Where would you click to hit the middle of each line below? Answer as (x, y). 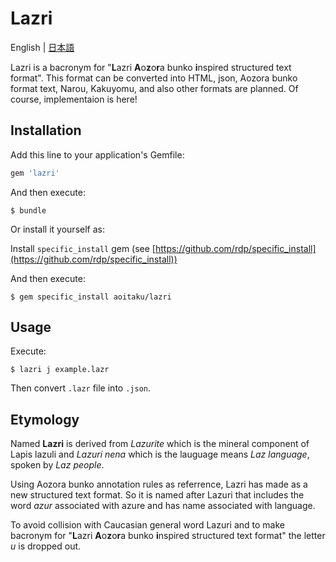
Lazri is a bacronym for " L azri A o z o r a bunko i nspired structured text (151, 67)
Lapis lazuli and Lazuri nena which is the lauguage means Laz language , (160, 454)
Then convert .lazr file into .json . (80, 388)
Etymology (45, 419)
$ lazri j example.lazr (60, 370)
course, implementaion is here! (74, 99)
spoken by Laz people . (57, 465)
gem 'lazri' (35, 173)
